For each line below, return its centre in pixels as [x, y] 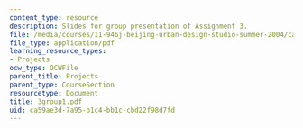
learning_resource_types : [58, 51]
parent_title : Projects [54, 77]
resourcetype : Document [54, 93]
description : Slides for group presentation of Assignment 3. [129, 26]
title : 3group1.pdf [46, 101]
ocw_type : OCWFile [44, 69]
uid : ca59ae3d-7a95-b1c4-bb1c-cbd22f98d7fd [92, 110]
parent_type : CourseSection [62, 85]
